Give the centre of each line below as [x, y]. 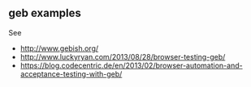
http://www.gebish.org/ [59, 48]
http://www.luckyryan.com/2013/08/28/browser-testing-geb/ [123, 56]
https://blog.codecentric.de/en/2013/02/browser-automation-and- [131, 65]
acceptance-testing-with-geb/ [71, 74]
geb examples [45, 13]
